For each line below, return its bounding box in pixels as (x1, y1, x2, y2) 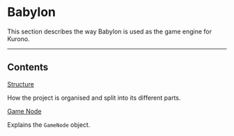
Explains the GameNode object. (7, 120, 91, 129)
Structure (7, 80, 35, 88)
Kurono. (7, 34, 30, 43)
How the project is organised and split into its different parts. (7, 93, 181, 102)
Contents (7, 61, 49, 73)
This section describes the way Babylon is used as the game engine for (7, 27, 212, 36)
